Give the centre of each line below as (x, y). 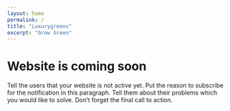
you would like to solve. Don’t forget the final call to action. (90, 100)
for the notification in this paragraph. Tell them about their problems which (112, 92)
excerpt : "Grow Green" (39, 33)
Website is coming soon (77, 66)
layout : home (26, 13)
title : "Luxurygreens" (39, 26)
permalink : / (26, 20)
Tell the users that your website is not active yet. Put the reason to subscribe (115, 86)
